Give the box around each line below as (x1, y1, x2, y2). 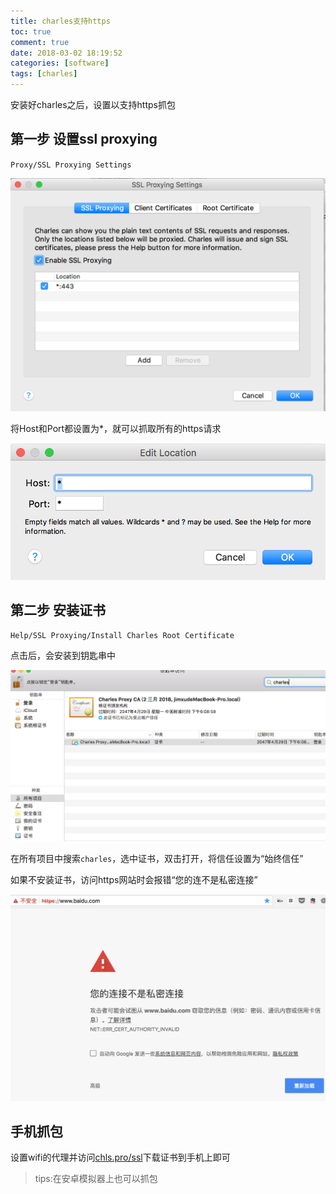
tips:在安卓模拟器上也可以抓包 (34, 1173, 158, 1185)
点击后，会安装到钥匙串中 (10, 650, 116, 662)
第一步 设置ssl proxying (10, 131, 158, 148)
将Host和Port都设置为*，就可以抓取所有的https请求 (10, 422, 222, 434)
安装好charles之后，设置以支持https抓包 (10, 99, 176, 110)
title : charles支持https (10, 16, 111, 26)
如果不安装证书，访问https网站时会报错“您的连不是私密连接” (10, 874, 258, 886)
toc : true (10, 26, 52, 37)
